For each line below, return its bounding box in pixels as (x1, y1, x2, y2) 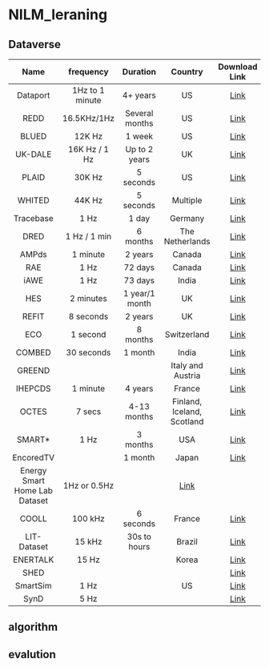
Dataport (17, 90, 50, 101)
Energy (19, 465, 47, 476)
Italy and (171, 360, 204, 371)
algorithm (8, 621, 58, 634)
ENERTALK (13, 554, 54, 565)
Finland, (171, 396, 203, 407)
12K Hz (74, 131, 103, 142)
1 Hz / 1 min (65, 231, 112, 242)
